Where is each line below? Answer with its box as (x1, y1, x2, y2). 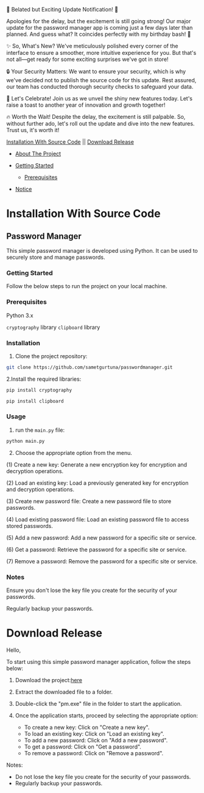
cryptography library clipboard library (6, 323, 100, 331)
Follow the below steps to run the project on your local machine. (6, 283, 167, 290)
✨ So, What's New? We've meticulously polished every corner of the (6, 43, 178, 49)
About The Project (15, 150, 62, 157)
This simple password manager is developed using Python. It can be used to (6, 247, 198, 254)
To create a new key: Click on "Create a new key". (24, 724, 150, 731)
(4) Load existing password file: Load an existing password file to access (6, 515, 189, 523)
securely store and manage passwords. (6, 253, 105, 261)
